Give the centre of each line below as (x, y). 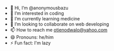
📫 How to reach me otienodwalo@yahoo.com (59, 30)
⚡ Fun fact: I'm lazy (30, 43)
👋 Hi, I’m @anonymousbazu (39, 8)
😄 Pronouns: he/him (32, 37)
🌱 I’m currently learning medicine (45, 19)
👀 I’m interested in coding (37, 13)
